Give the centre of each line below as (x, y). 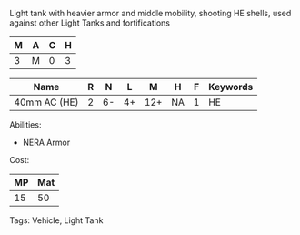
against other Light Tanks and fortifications (90, 23)
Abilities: (25, 125)
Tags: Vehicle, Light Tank (56, 220)
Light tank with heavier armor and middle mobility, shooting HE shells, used (150, 13)
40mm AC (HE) (46, 102)
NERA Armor (46, 142)
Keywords (231, 87)
